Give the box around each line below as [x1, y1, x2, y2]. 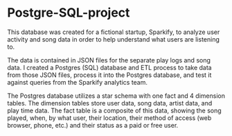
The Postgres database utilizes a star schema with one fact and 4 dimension [7, 92, 225, 100]
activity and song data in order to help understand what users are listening [7, 35, 220, 43]
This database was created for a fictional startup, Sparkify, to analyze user [7, 28, 220, 36]
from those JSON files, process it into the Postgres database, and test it [7, 71, 212, 79]
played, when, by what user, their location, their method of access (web [7, 113, 212, 122]
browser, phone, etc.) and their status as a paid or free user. [7, 121, 179, 129]
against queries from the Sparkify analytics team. [7, 78, 148, 86]
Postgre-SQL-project [7, 5, 130, 21]
